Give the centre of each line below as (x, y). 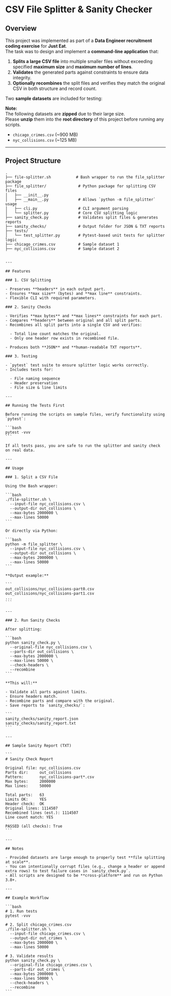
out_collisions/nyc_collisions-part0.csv (50, 589)
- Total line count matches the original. (55, 334)
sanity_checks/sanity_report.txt (41, 723)
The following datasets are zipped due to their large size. (65, 114)
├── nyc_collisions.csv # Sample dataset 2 (62, 249)
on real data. (20, 450)
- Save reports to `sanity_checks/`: (45, 705)
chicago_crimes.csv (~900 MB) (45, 135)
